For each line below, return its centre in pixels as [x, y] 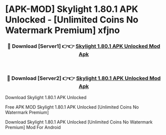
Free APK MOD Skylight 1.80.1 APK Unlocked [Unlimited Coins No [72, 107]
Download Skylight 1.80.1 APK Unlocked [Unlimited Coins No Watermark [79, 122]
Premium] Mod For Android [33, 127]
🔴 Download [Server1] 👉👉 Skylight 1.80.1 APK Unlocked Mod [84, 46]
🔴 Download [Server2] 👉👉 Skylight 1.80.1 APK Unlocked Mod [84, 78]
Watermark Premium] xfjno [63, 30]
